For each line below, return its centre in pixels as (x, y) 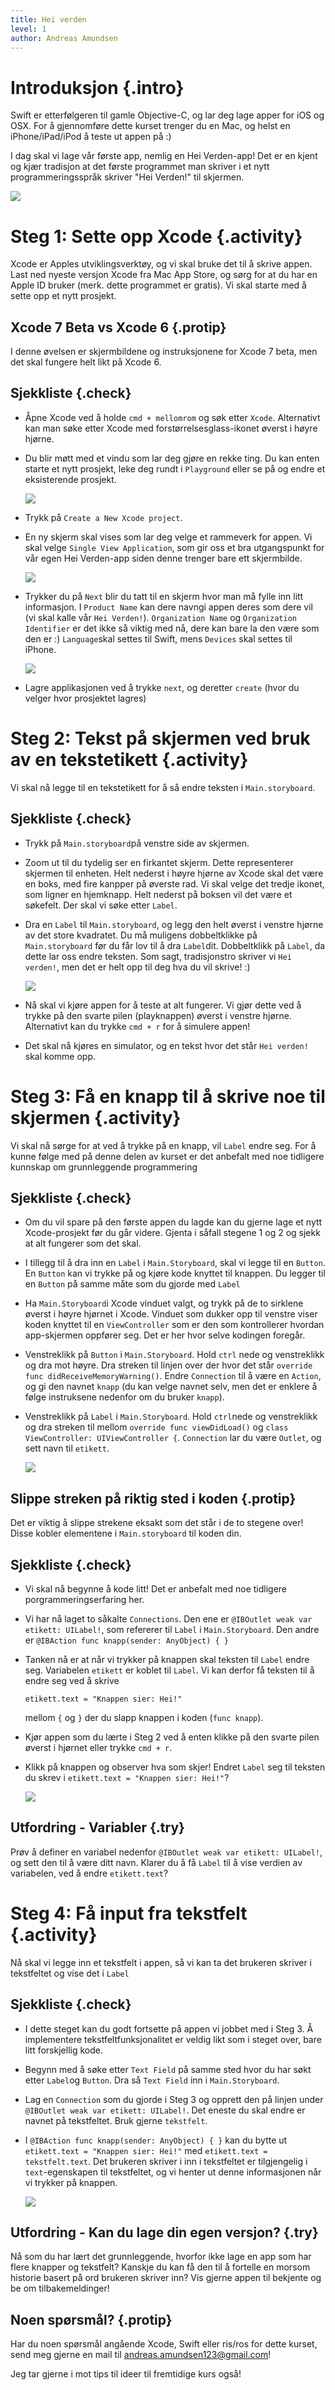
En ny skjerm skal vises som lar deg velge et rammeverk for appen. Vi (168, 537)
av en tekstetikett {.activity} (129, 760)
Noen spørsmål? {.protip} (91, 2319)
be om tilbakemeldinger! (60, 2288)
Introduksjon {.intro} (97, 87)
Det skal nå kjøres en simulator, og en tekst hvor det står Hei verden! (166, 1045)
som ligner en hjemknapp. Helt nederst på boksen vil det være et (158, 894)
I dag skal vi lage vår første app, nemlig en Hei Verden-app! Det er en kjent (164, 156)
